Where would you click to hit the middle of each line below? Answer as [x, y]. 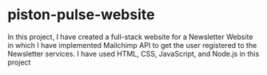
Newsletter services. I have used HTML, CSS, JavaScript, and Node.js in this [133, 53]
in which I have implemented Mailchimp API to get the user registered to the [132, 45]
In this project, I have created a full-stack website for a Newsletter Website [130, 37]
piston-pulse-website [81, 15]
